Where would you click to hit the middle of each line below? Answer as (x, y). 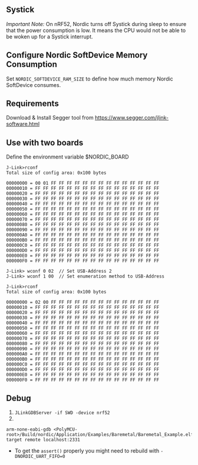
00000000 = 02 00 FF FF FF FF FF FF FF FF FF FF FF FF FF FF (83, 302)
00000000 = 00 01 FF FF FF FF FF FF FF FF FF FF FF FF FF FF (83, 183)
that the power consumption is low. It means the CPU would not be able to (96, 30)
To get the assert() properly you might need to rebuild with (87, 451)
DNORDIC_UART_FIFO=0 (40, 457)
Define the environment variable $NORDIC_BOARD (67, 157)
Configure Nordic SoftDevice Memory (77, 55)
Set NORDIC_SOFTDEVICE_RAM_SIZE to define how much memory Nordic (90, 79)
